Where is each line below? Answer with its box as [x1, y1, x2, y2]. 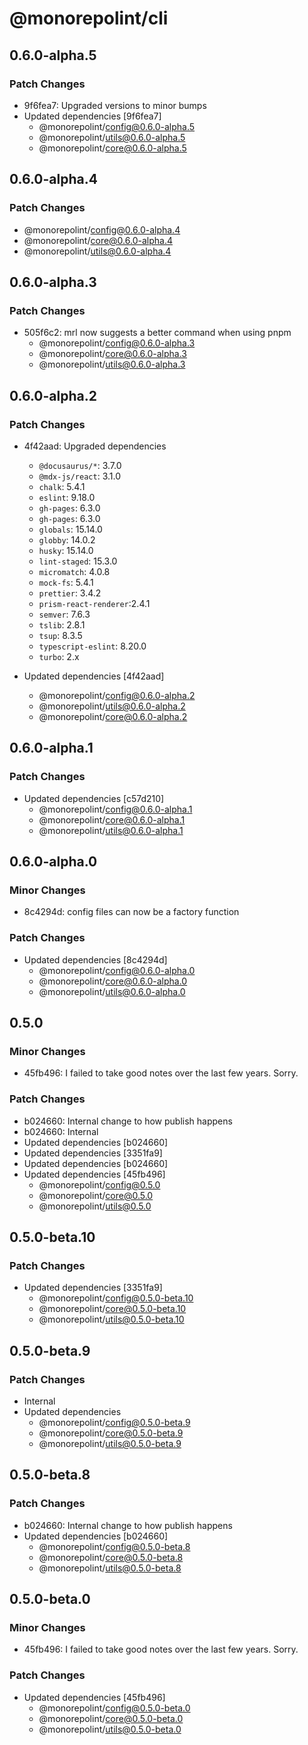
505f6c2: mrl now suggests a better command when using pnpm [23, 327, 292, 339]
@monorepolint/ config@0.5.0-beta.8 [38, 1540, 191, 1552]
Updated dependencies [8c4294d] [23, 953, 168, 966]
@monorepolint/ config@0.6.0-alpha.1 [38, 803, 193, 815]
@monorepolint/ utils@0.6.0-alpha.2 [38, 700, 186, 712]
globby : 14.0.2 [38, 533, 96, 546]
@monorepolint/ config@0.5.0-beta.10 [38, 1292, 194, 1304]
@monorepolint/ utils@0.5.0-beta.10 [38, 1313, 185, 1326]
